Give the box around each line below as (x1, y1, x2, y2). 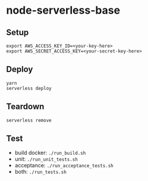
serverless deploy (6, 85, 52, 91)
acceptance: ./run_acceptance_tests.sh (14, 162, 114, 169)
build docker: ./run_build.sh (14, 149, 86, 157)
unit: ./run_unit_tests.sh (14, 155, 78, 163)
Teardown (6, 102, 45, 112)
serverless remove (6, 117, 52, 123)
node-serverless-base (6, 4, 121, 17)
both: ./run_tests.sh (14, 168, 67, 176)
